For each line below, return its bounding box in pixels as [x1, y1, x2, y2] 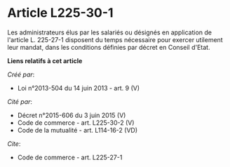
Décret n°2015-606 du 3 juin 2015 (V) [17, 111, 126, 119]
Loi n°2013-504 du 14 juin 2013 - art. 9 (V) [17, 83, 140, 92]
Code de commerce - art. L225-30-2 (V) [17, 118, 135, 127]
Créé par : [7, 70, 35, 79]
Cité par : [7, 97, 33, 106]
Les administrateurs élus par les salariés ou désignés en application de [7, 28, 212, 36]
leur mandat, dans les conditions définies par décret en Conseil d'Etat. [7, 43, 210, 51]
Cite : [7, 139, 21, 148]
